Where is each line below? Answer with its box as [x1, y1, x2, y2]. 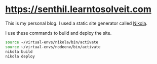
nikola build [5, 49, 33, 54]
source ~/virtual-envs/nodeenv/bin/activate [5, 44, 101, 49]
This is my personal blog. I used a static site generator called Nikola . [5, 20, 148, 26]
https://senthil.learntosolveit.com [5, 4, 152, 15]
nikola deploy [5, 54, 35, 59]
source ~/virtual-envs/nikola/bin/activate [5, 39, 99, 45]
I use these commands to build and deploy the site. [5, 30, 112, 36]
